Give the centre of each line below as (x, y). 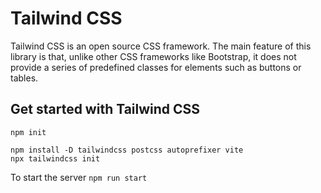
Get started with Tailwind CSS (105, 109)
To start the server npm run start (79, 177)
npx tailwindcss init (55, 158)
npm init (28, 132)
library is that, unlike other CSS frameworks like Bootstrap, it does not (153, 56)
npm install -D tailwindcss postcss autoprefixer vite (127, 150)
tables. (24, 78)
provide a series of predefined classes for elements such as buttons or (156, 67)
